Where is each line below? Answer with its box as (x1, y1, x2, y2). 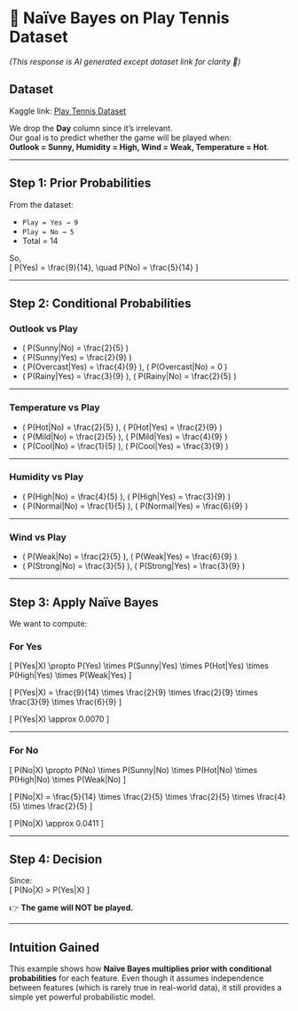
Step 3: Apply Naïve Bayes (9, 595, 160, 610)
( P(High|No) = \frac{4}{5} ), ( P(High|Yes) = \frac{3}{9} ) (21, 491, 231, 502)
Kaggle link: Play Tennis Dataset (9, 106, 127, 116)
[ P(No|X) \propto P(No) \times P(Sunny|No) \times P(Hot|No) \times (9, 764, 258, 775)
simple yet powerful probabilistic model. (9, 991, 156, 1002)
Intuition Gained (9, 940, 100, 955)
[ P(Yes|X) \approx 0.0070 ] (9, 714, 110, 724)
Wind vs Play (9, 531, 67, 543)
